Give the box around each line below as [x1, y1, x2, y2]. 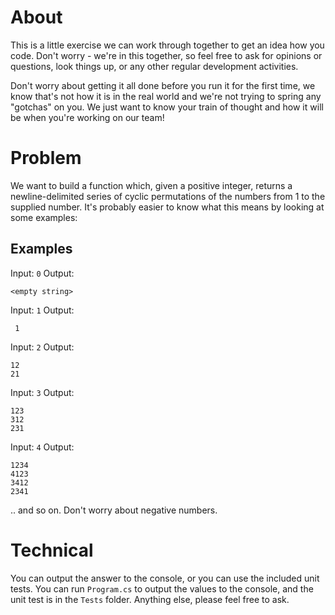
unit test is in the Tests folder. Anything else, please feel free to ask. [10, 593, 290, 605]
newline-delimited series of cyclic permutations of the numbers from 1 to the [10, 190, 326, 202]
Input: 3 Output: [10, 386, 75, 398]
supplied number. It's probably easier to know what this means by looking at [10, 201, 325, 213]
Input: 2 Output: [10, 341, 75, 353]
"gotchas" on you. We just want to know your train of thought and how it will [10, 101, 324, 113]
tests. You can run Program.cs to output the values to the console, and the [10, 582, 314, 595]
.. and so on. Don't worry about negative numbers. [10, 504, 218, 516]
